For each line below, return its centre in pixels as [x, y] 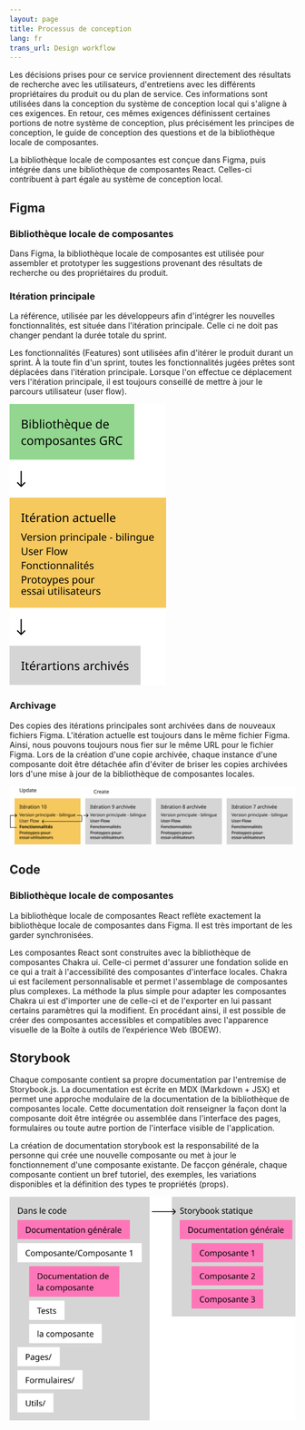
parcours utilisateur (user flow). [68, 391]
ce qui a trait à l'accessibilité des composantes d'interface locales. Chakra [148, 971]
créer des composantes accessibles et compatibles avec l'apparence [139, 1020]
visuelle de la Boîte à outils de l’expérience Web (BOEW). [115, 1030]
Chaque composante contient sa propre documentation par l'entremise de [148, 1080]
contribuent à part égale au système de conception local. [116, 179]
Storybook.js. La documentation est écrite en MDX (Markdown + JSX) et [144, 1090]
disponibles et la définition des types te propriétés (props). [119, 1184]
